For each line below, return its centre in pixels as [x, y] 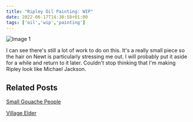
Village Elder [21, 113]
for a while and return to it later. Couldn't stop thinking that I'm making [91, 63]
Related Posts [32, 88]
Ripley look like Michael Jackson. [46, 69]
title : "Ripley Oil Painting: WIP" [50, 11]
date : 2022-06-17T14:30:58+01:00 [47, 17]
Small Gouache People [34, 102]
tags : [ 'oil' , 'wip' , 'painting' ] [46, 22]
